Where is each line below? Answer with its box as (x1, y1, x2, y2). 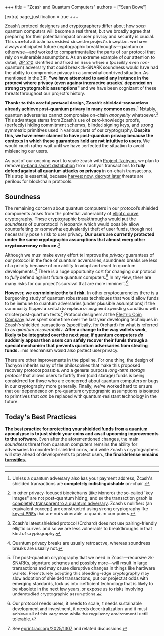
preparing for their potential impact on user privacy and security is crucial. (5, 34, 155, 39)
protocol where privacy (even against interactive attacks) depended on (5, 80, 152, 86)
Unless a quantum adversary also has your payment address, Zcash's (12, 475, 153, 481)
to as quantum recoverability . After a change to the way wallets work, (5, 327, 147, 333)
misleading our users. (5, 148, 49, 154)
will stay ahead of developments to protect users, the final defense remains (5, 451, 159, 458)
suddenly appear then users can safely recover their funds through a (5, 337, 148, 343)
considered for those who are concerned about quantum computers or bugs (5, 378, 159, 384)
